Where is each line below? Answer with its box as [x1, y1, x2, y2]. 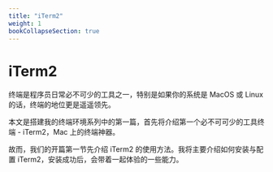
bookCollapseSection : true [8, 27, 100, 35]
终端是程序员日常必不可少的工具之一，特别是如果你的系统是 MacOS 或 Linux [8, 90, 264, 100]
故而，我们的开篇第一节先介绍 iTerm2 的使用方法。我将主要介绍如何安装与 [8, 144, 257, 154]
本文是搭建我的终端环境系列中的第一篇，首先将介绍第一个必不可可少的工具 [8, 117, 258, 127]
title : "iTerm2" [8, 11, 63, 20]
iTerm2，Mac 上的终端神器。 [23, 127, 120, 137]
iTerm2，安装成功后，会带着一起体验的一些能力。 [17, 155, 184, 165]
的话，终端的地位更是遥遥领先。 [8, 100, 115, 110]
